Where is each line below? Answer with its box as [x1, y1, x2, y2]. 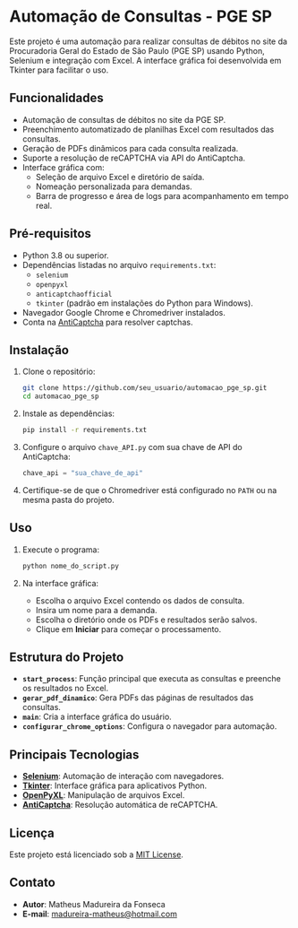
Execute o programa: [21, 544, 100, 555]
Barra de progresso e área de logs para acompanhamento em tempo [35, 190, 289, 201]
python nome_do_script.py [21, 561, 119, 570]
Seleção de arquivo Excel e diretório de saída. [35, 171, 205, 182]
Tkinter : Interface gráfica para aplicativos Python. [21, 780, 208, 791]
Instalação [9, 343, 70, 358]
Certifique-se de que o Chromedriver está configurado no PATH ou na [21, 484, 277, 495]
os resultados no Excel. [21, 683, 109, 694]
